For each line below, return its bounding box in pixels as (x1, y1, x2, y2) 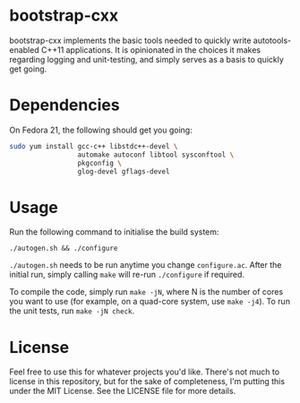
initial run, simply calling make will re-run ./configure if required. (9, 270, 244, 280)
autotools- (253, 35, 292, 46)
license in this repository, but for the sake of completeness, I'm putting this (9, 376, 285, 387)
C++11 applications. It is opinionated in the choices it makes (40, 44, 261, 55)
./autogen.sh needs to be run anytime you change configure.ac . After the (9, 260, 282, 270)
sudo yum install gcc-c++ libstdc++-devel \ (9, 141, 178, 150)
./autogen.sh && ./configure (9, 244, 118, 253)
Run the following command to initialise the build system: (9, 227, 219, 237)
